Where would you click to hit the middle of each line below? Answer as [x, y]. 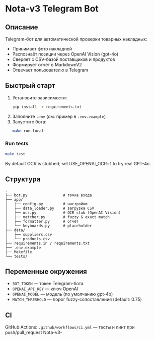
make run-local [28, 131]
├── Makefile [19, 252]
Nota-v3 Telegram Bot [52, 9]
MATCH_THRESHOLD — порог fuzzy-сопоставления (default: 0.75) [77, 300]
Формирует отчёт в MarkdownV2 [47, 65]
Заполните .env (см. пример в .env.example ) [59, 116]
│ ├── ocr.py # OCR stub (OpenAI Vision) [63, 213]
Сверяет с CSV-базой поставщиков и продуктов [64, 59]
